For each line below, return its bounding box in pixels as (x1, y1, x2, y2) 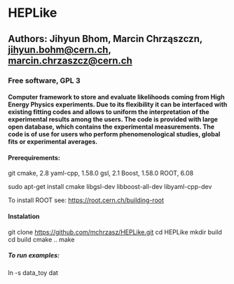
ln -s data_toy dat (8, 269, 59, 277)
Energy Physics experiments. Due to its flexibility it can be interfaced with (8, 100, 228, 109)
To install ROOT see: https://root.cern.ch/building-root (8, 196, 164, 204)
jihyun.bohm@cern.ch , (8, 43, 111, 55)
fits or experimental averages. (8, 138, 98, 146)
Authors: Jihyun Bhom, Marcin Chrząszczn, (8, 33, 202, 45)
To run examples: (8, 251, 60, 260)
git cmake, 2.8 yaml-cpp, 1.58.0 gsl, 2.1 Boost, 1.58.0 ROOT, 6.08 (8, 169, 194, 178)
